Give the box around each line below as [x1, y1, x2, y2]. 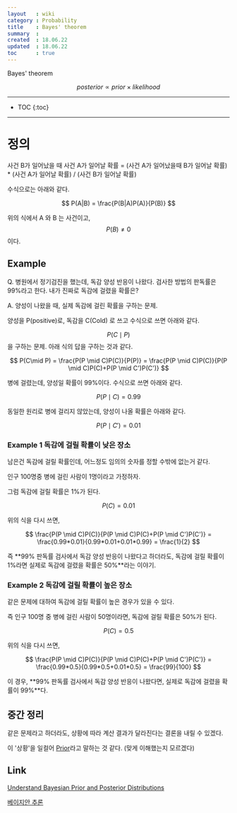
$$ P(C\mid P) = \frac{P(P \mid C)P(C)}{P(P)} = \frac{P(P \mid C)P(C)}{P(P [9, 356, 228, 365]
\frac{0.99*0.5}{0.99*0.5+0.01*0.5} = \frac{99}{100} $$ [35, 663, 202, 671]
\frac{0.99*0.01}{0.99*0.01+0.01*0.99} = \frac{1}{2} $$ [37, 537, 200, 546]
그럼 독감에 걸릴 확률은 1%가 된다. [7, 487, 101, 496]
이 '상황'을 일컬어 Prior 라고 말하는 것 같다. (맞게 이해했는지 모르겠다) [7, 744, 195, 752]
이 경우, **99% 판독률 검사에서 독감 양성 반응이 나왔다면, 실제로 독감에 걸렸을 [7, 678, 221, 686]
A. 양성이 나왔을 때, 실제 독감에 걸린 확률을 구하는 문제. [7, 301, 158, 310]
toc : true [7, 50, 55, 57]
